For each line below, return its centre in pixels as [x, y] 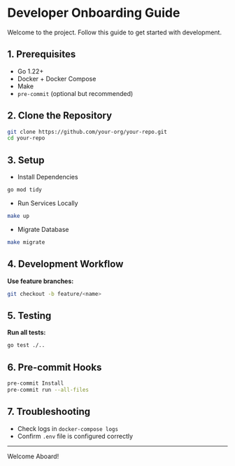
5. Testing [29, 316]
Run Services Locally [48, 203]
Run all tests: [27, 333]
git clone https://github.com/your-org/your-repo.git [87, 132]
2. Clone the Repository [60, 116]
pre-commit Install [36, 383]
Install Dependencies [48, 177]
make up [19, 216]
